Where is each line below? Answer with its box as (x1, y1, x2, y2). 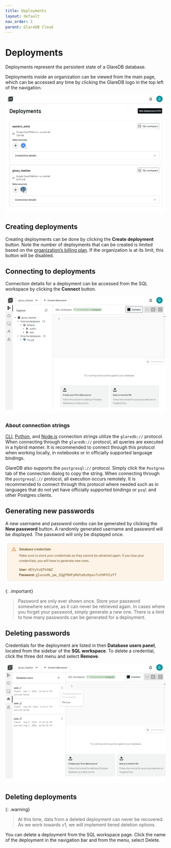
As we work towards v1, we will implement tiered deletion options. (17, 821, 156, 828)
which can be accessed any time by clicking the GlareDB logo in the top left (5, 79, 164, 85)
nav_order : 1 (5, 19, 33, 24)
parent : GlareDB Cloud (5, 25, 53, 30)
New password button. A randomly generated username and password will (5, 526, 163, 532)
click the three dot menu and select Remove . (5, 653, 100, 660)
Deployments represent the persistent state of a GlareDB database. (5, 64, 146, 70)
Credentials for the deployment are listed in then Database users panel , (5, 642, 156, 648)
